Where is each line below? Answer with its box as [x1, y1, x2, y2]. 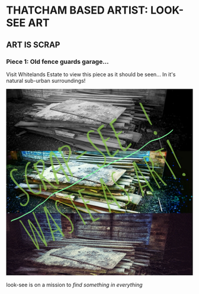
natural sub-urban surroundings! [6, 77, 86, 84]
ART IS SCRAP [6, 40, 60, 50]
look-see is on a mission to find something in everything [6, 281, 143, 288]
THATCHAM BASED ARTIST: [6, 4, 149, 17]
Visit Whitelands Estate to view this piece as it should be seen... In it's [6, 70, 176, 77]
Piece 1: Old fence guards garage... [6, 57, 109, 66]
